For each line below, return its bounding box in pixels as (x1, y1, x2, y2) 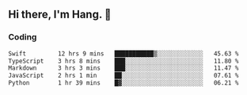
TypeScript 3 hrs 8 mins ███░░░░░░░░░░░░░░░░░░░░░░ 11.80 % (8, 57, 239, 65)
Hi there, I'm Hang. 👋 (8, 8, 112, 21)
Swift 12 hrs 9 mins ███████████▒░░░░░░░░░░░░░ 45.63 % (8, 49, 239, 58)
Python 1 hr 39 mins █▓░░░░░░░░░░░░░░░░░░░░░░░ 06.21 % (8, 79, 239, 87)
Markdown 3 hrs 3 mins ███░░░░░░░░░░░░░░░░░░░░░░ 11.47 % (8, 64, 239, 72)
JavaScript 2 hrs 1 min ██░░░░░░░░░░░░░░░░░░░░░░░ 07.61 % (8, 72, 239, 80)
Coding (8, 32, 37, 43)
